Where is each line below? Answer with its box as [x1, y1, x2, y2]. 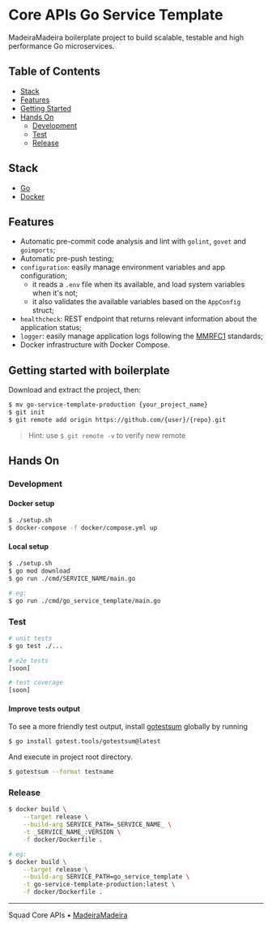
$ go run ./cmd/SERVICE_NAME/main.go [8, 574, 136, 583]
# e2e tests [8, 656, 49, 664]
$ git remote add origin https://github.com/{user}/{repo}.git [8, 415, 227, 423]
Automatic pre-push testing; [19, 254, 115, 264]
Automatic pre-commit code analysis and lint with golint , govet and [19, 237, 247, 247]
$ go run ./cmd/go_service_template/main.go [8, 596, 161, 605]
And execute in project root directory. [8, 752, 134, 762]
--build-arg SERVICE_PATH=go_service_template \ [23, 873, 190, 881]
